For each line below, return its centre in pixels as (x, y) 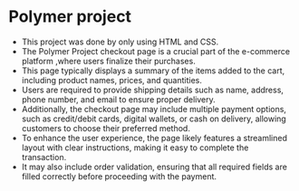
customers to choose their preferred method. (106, 128)
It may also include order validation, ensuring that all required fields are (154, 167)
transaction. (44, 157)
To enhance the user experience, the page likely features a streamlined (154, 138)
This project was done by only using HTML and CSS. (120, 42)
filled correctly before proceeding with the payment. (119, 176)
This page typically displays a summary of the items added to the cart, (153, 71)
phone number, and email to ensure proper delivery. (118, 99)
